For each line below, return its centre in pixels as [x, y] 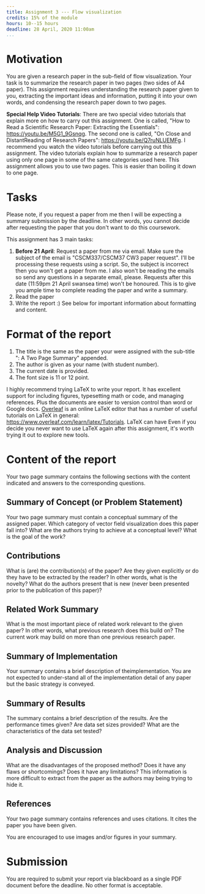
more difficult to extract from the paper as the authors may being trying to [99, 778]
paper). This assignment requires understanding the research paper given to [103, 89]
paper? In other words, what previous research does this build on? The [95, 631]
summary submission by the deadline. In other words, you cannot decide [98, 221]
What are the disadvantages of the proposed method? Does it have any [96, 765]
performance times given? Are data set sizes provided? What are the [93, 725]
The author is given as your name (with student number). [87, 364]
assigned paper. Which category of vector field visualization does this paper [102, 524]
